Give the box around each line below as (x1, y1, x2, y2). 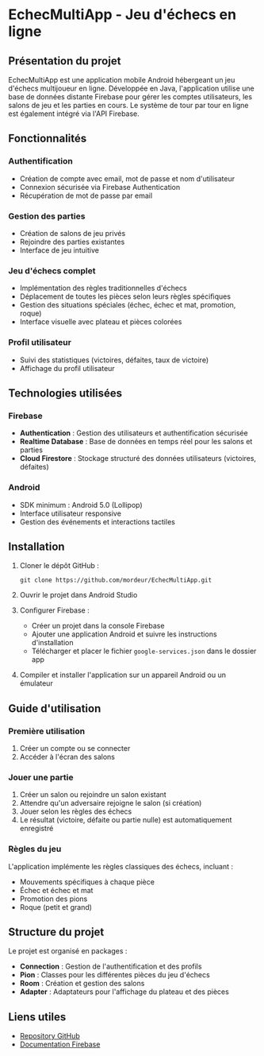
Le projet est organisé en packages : (8, 946, 128, 956)
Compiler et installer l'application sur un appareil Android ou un (19, 670, 227, 680)
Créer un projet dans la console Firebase (31, 621, 165, 631)
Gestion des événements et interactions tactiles (19, 516, 176, 526)
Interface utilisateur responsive (19, 509, 121, 518)
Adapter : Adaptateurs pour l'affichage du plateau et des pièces (19, 987, 230, 996)
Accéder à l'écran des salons (19, 752, 115, 762)
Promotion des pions (19, 894, 88, 903)
